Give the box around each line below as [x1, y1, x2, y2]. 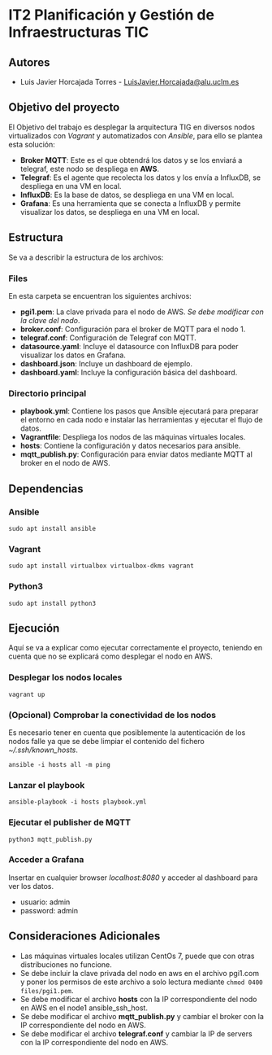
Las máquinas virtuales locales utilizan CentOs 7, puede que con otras [19, 951, 255, 961]
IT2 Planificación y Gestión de [8, 6, 215, 24]
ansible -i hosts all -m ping [8, 760, 111, 768]
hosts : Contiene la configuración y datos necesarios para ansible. [19, 441, 241, 451]
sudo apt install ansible [8, 524, 96, 532]
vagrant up [8, 690, 45, 698]
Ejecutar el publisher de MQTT [8, 816, 132, 828]
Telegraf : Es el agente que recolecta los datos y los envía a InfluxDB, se [19, 173, 261, 182]
